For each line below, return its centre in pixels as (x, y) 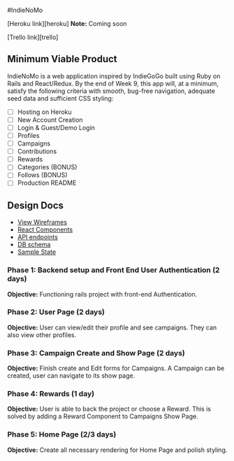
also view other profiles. (42, 334)
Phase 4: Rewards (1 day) (51, 394)
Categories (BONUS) (47, 167)
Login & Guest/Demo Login (56, 127)
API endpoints (37, 237)
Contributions (37, 151)
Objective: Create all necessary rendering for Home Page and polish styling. (117, 450)
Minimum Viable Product (62, 59)
